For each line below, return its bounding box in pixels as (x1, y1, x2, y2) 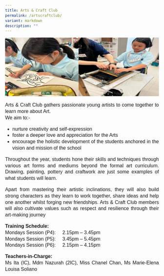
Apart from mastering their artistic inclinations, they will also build (5, 186, 159, 192)
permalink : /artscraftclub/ (5, 13, 62, 18)
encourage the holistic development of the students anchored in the (12, 139, 159, 145)
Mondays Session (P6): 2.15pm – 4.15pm (5, 242, 101, 248)
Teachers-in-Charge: (5, 254, 53, 259)
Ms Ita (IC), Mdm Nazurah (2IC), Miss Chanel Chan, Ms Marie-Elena (5, 259, 159, 266)
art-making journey (5, 212, 46, 218)
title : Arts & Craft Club (5, 8, 58, 13)
